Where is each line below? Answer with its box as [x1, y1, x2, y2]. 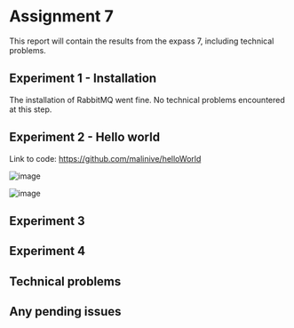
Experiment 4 [9, 244, 86, 259]
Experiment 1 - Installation [9, 71, 157, 86]
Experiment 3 [9, 213, 85, 228]
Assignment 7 [9, 6, 114, 27]
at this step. [9, 104, 52, 115]
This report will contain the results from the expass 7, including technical [9, 36, 274, 46]
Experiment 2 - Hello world [9, 130, 161, 145]
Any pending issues [9, 304, 122, 319]
